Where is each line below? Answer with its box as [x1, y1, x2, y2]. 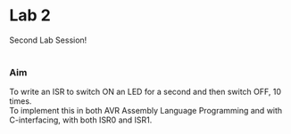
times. [9, 96, 32, 106]
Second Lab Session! [9, 35, 87, 45]
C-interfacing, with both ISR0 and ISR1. [9, 114, 153, 125]
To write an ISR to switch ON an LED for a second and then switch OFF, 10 [9, 86, 281, 98]
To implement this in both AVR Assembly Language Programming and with [9, 106, 283, 116]
